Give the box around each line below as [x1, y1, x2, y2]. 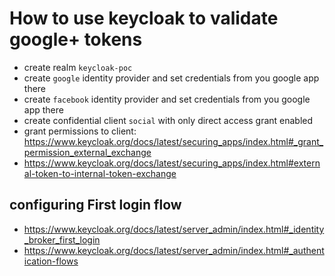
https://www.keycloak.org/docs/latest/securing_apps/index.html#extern [23, 157, 321, 169]
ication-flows [23, 255, 79, 267]
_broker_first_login [23, 233, 101, 246]
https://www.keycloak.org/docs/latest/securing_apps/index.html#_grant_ [23, 135, 324, 147]
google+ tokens [9, 28, 143, 51]
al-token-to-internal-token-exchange [23, 167, 177, 179]
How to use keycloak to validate [9, 7, 279, 30]
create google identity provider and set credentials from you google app [23, 72, 320, 84]
